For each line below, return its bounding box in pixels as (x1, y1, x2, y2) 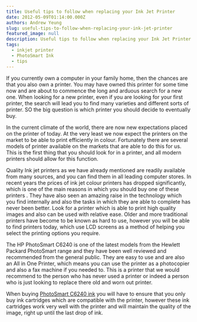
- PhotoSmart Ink (11, 53, 54, 59)
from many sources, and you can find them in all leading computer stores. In (6, 173, 192, 180)
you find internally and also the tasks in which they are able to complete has (6, 198, 191, 205)
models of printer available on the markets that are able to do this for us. (6, 143, 182, 150)
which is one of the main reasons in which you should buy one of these (6, 185, 179, 192)
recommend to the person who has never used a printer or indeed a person (6, 272, 189, 279)
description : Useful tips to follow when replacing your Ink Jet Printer (6, 36, 192, 42)
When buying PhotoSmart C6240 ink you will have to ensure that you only (6, 290, 186, 297)
